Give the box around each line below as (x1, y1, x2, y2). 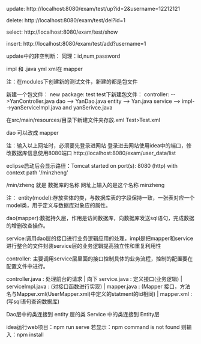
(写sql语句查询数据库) (6, 298, 60, 305)
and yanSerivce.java (62, 104, 113, 111)
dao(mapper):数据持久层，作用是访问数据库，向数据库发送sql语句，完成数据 (6, 215, 195, 221)
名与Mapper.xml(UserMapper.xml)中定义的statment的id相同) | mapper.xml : (6, 290, 193, 297)
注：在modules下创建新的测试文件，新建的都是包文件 (6, 78, 138, 85)
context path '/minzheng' (6, 169, 69, 176)
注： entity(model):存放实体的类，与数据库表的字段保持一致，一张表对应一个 (6, 194, 195, 201)
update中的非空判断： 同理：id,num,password (6, 52, 121, 60)
